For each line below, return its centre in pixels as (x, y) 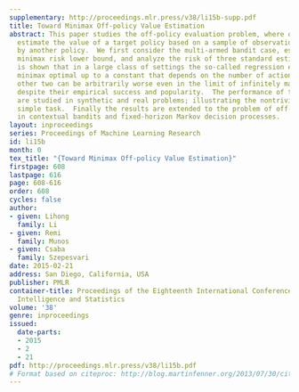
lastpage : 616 (36, 175)
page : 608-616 (36, 184)
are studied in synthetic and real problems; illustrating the (137, 100)
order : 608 (29, 192)
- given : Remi (36, 233)
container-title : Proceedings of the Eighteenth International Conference (151, 290)
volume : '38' (33, 307)
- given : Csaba (37, 249)
